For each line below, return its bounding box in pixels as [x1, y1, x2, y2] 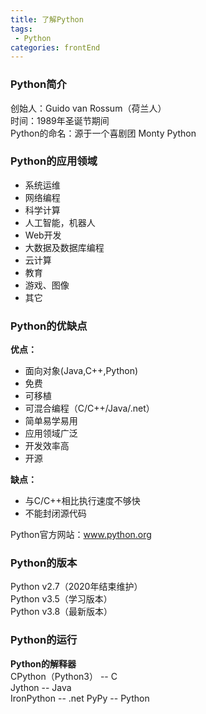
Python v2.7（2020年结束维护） [10, 581, 143, 593]
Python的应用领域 [10, 154, 98, 168]
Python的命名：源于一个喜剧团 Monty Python [10, 127, 197, 139]
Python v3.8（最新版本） [10, 606, 113, 618]
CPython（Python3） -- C [10, 670, 118, 682]
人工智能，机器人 [24, 216, 96, 228]
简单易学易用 [24, 415, 78, 427]
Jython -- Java [10, 681, 72, 693]
